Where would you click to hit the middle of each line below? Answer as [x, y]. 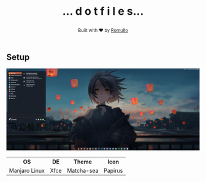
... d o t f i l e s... [103, 11]
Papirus [113, 170]
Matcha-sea [83, 170]
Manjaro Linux [27, 170]
